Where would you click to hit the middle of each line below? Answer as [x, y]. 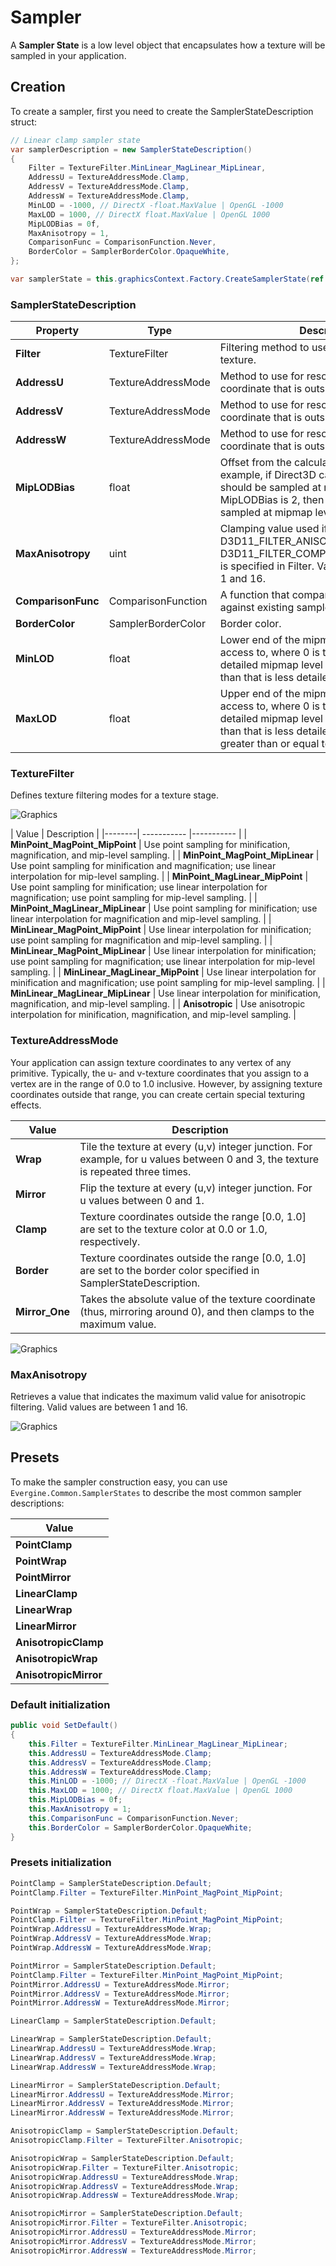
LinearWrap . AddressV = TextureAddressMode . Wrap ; [113, 2057]
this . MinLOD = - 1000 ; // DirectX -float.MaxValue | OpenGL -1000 [167, 1781]
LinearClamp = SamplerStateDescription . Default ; [113, 2021]
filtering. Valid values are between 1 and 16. [99, 1407]
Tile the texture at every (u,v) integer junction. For [196, 1146]
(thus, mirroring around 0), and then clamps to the [197, 1311]
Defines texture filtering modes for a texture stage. [114, 795]
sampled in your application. [68, 55]
